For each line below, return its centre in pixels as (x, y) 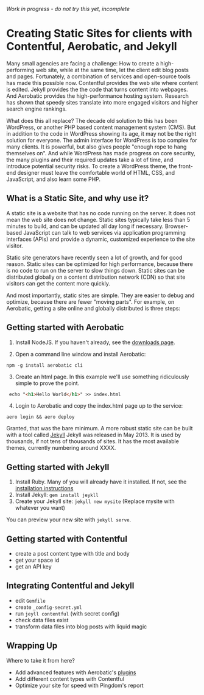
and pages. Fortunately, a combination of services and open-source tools (98, 76)
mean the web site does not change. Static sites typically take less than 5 (98, 219)
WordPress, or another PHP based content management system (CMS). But (101, 127)
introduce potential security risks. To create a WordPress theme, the (92, 166)
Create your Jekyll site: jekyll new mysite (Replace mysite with (95, 501)
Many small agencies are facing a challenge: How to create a (83, 63)
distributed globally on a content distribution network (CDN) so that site (96, 277)
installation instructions (44, 488)
